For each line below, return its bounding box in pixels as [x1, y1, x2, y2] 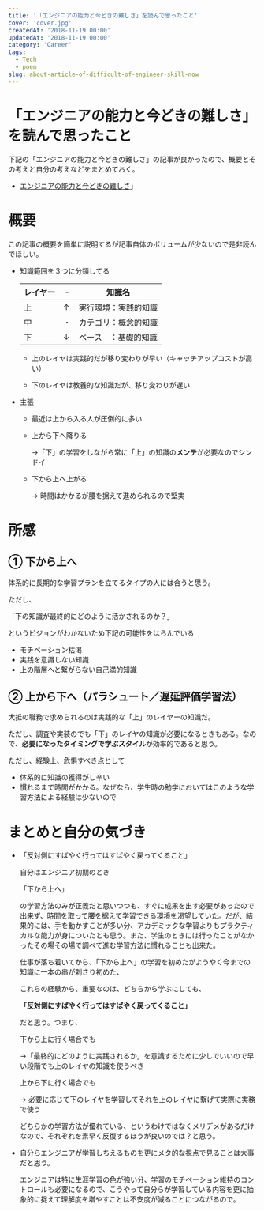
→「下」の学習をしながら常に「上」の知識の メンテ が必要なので [31, 447, 239, 457]
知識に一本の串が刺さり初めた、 [19, 968, 124, 977]
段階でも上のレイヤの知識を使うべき [26, 1061, 144, 1071]
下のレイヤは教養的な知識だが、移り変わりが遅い [31, 380, 191, 390]
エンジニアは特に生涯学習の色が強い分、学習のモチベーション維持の [19, 1175, 241, 1184]
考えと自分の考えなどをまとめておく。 [14, 164, 139, 174]
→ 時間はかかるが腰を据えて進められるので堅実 [31, 491, 185, 500]
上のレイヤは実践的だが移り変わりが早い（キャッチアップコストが [31, 353, 246, 363]
